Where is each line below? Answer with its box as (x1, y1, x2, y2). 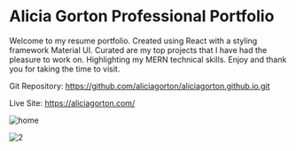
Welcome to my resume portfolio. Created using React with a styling (9, 35, 258, 46)
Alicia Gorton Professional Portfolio (9, 6, 275, 26)
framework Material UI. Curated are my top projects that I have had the (9, 44, 268, 55)
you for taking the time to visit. (9, 64, 121, 74)
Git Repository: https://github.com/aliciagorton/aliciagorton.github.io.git (9, 80, 270, 91)
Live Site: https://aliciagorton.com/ (9, 97, 136, 108)
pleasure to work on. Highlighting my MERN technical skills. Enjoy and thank (9, 54, 287, 64)
